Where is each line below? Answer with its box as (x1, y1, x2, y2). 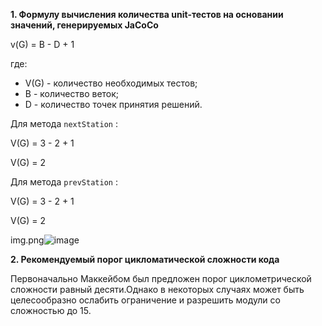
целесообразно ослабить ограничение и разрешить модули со (10, 294, 281, 306)
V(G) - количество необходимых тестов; (24, 77, 198, 89)
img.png (10, 234, 45, 246)
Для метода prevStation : (10, 176, 118, 188)
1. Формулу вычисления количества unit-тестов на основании (10, 9, 284, 20)
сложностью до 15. (10, 305, 92, 316)
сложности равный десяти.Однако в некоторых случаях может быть (10, 284, 305, 295)
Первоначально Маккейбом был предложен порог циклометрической (10, 273, 312, 284)
